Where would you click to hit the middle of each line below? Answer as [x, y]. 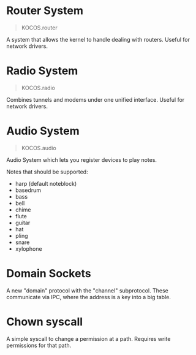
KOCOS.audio [39, 148]
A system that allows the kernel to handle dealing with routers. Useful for [98, 39]
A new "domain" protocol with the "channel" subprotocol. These [87, 290]
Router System [45, 11]
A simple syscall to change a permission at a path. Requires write [89, 338]
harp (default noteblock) [46, 183]
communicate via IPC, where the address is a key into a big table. [89, 297]
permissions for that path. [39, 345]
